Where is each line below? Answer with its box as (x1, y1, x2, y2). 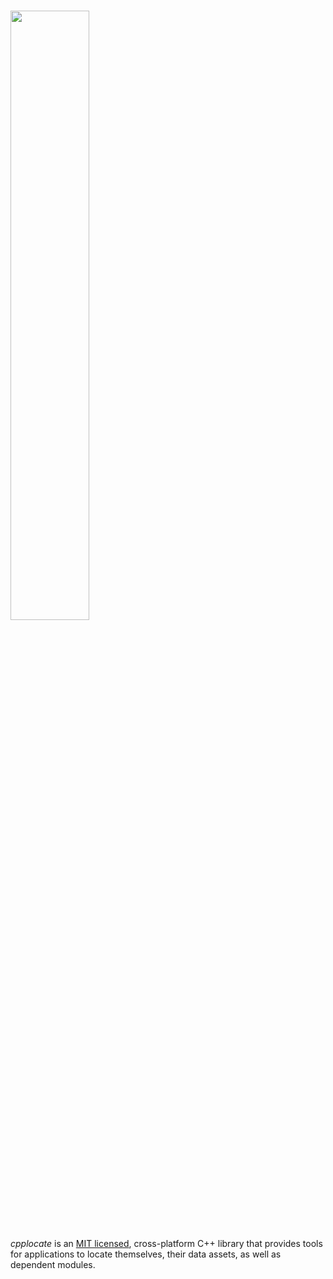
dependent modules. (10, 1259, 96, 1270)
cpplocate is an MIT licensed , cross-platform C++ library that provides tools (10, 1238, 323, 1249)
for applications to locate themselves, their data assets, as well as (10, 1248, 282, 1260)
